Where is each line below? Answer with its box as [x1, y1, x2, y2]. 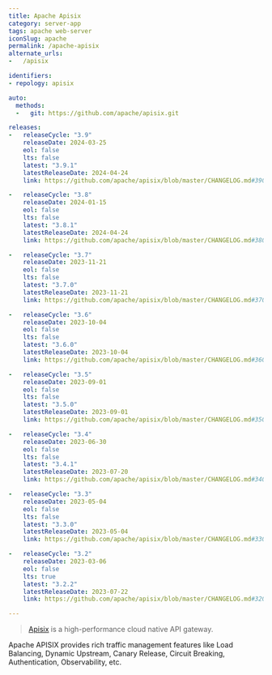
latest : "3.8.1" [23, 220, 79, 229]
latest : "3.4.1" [23, 460, 79, 468]
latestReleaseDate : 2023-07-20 [23, 468, 129, 476]
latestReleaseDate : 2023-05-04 [23, 528, 129, 536]
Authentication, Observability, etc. [8, 657, 122, 667]
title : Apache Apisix [8, 11, 82, 20]
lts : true [23, 572, 57, 580]
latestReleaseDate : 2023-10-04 [23, 348, 129, 357]
